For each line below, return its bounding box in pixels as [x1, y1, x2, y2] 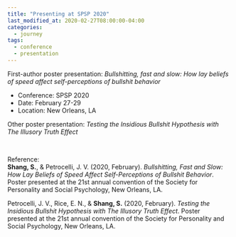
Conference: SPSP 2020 [17, 90, 90, 100]
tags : [7, 37, 23, 44]
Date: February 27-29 [17, 98, 82, 107]
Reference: [7, 154, 40, 164]
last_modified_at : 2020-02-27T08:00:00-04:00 [7, 17, 144, 24]
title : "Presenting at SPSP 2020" [7, 10, 110, 18]
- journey [14, 30, 43, 38]
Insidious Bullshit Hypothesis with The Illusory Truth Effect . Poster [7, 206, 200, 215]
